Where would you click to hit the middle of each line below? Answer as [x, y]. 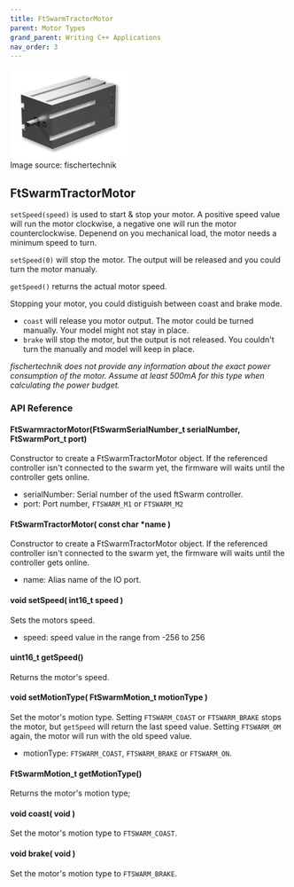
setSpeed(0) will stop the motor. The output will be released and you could [146, 260]
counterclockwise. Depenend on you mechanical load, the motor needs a [143, 233]
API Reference [42, 408]
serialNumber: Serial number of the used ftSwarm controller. [133, 495]
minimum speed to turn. [54, 243]
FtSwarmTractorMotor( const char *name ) [90, 524]
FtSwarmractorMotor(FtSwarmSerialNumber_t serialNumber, [125, 429]
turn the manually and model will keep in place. [109, 349]
